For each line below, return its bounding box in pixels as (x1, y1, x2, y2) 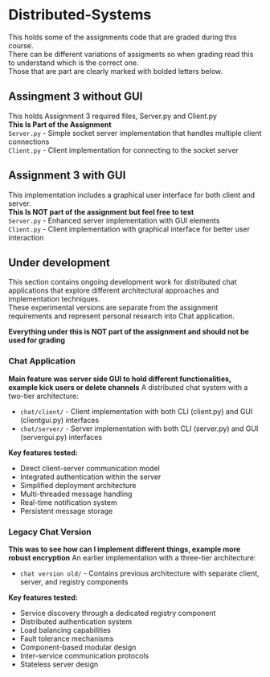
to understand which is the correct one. (8, 58, 139, 68)
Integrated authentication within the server (19, 472, 162, 482)
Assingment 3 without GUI (8, 90, 143, 104)
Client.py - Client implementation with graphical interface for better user (8, 224, 251, 234)
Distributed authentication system (19, 617, 133, 626)
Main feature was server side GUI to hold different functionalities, (8, 374, 231, 384)
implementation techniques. (8, 294, 100, 304)
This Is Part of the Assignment (8, 119, 112, 129)
